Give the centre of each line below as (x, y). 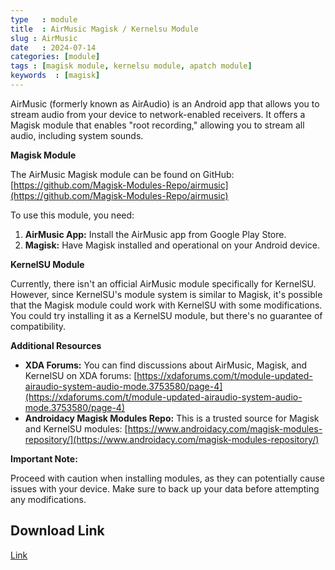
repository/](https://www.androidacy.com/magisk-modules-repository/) (172, 439)
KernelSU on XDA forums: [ (81, 375)
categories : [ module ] (55, 57)
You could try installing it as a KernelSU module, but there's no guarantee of (166, 315)
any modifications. (48, 499)
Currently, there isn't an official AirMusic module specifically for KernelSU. (163, 283)
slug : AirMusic (44, 38)
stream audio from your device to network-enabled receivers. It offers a (158, 114)
